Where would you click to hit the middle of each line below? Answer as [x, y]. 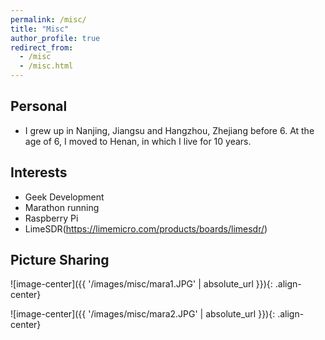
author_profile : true [55, 38]
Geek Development [64, 197]
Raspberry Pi [51, 218]
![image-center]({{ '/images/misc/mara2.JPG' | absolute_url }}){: [143, 314]
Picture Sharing [60, 260]
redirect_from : [42, 47]
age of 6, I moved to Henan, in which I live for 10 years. [138, 141]
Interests [39, 172]
